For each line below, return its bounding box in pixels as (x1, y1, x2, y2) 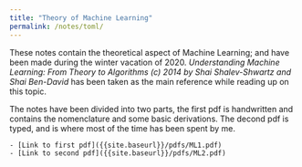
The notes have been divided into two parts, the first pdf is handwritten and (9, 103, 294, 114)
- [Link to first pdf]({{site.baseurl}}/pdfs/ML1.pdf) (9, 141, 223, 150)
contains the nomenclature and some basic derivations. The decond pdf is (9, 113, 289, 124)
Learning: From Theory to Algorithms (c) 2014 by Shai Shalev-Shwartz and (9, 66, 292, 78)
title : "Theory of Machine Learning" (9, 13, 153, 23)
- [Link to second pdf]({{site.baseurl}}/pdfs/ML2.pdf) (9, 148, 226, 158)
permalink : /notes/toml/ (9, 22, 104, 31)
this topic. (9, 86, 47, 97)
